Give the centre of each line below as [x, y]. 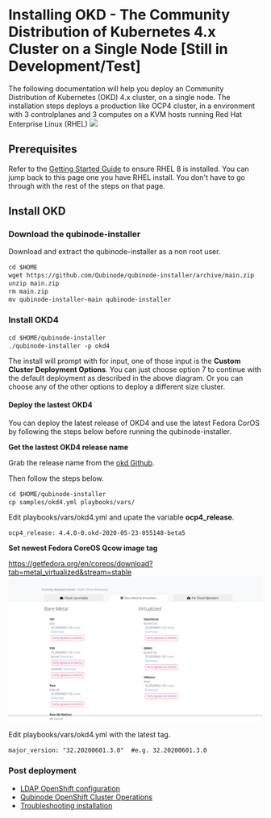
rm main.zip [28, 292]
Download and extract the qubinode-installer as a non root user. [115, 252]
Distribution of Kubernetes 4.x [112, 32]
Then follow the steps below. [56, 478]
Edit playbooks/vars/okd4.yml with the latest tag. [90, 735]
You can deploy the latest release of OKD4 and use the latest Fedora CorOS [134, 423]
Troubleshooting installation [66, 805]
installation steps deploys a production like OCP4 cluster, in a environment [132, 106]
